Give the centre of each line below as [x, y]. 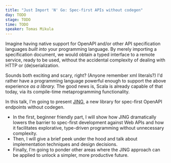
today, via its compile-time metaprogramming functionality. [67, 92]
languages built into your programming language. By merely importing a [81, 49]
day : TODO [16, 15]
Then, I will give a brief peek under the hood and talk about [75, 139]
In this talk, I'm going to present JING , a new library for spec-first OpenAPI [84, 102]
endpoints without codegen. [35, 107]
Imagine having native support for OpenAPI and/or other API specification [83, 44]
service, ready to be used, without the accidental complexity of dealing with [85, 60]
